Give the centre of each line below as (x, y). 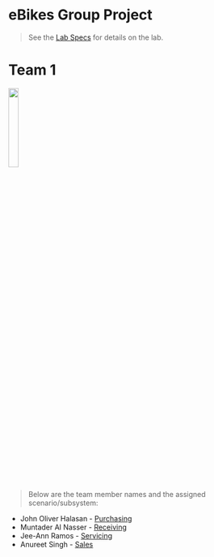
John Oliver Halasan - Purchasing (76, 518)
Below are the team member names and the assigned (117, 494)
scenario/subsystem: (63, 503)
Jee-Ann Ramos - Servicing (66, 535)
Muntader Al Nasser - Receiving (73, 527)
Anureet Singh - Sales (57, 544)
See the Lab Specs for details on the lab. (96, 37)
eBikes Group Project (81, 15)
